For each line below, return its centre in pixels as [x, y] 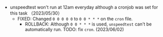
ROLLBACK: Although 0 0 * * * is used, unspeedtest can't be [88, 24]
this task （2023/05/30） [36, 13]
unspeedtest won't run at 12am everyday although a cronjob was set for [84, 7]
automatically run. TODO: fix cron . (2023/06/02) [74, 29]
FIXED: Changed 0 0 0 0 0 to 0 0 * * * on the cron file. [75, 19]
